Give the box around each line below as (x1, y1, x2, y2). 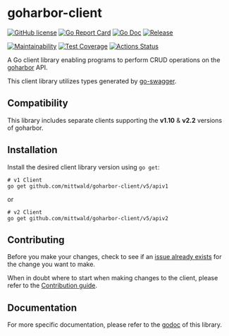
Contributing (7, 234, 65, 246)
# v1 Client (7, 176, 42, 184)
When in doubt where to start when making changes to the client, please (7, 274, 218, 282)
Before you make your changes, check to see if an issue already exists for (7, 253, 222, 261)
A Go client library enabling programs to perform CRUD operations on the (7, 55, 221, 64)
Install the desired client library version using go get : (7, 162, 160, 171)
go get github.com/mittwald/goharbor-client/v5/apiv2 (7, 215, 169, 222)
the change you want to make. (7, 260, 95, 269)
